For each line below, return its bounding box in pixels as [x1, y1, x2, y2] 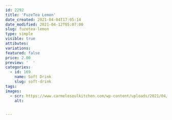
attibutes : [5, 41, 29, 46]
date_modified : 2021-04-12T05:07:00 [5, 22, 83, 27]
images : [5, 88, 22, 94]
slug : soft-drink [14, 79, 52, 84]
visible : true [5, 36, 36, 42]
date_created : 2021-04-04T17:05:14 [5, 17, 81, 22]
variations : [5, 46, 31, 51]
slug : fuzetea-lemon [5, 27, 50, 32]
